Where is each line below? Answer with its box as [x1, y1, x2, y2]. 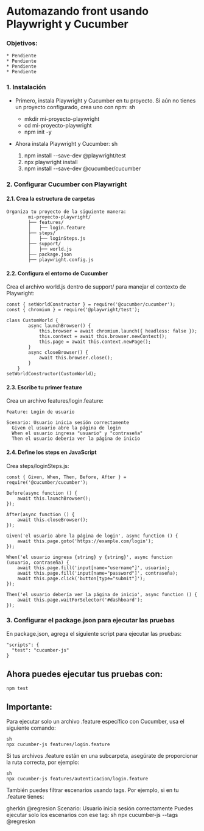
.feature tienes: [6, 793, 44, 800]
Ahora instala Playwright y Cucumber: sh [15, 140, 118, 147]
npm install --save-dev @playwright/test [24, 151, 126, 159]
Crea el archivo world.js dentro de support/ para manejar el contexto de [6, 283, 186, 290]
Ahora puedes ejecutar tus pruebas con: [6, 669, 163, 680]
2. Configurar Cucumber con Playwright [6, 180, 127, 189]
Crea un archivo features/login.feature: [6, 397, 104, 405]
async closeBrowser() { [28, 350, 88, 356]
